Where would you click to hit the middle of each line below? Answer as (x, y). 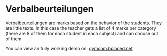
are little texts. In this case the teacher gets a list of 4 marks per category (81, 28)
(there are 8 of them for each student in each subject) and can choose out (82, 33)
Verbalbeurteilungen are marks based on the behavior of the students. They (83, 23)
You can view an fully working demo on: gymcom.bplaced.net (69, 48)
